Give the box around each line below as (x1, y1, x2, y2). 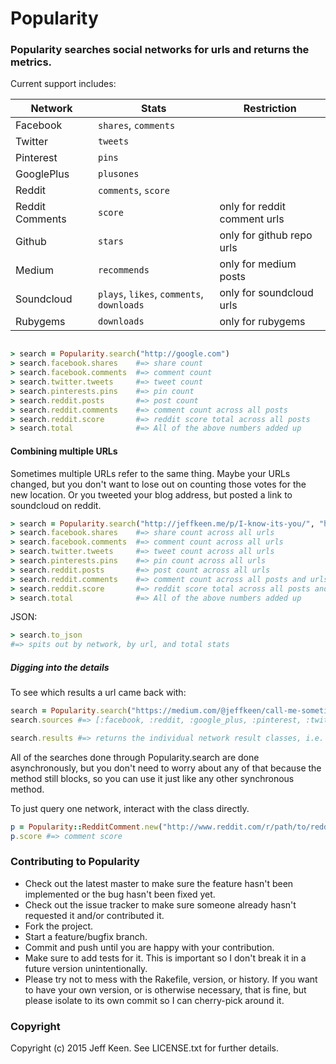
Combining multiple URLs (10, 445, 118, 457)
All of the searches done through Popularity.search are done (10, 751, 260, 763)
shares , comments (97, 118, 176, 132)
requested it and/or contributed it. (24, 909, 165, 921)
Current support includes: (10, 78, 117, 90)
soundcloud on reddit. (10, 499, 102, 511)
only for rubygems (219, 315, 306, 329)
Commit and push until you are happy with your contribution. (24, 941, 275, 953)
